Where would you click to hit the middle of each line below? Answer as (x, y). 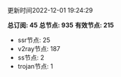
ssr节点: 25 (34, 40)
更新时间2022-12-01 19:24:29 (50, 10)
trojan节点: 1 (35, 66)
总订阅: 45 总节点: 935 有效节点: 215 (61, 25)
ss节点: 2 (31, 57)
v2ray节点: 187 (39, 49)
